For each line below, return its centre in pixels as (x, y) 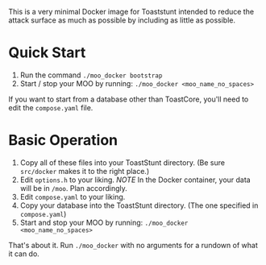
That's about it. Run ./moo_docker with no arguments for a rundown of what (133, 245)
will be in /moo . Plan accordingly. (73, 188)
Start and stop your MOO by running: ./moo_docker (104, 222)
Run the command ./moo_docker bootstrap (91, 75)
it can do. (24, 254)
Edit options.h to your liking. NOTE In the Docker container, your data (135, 180)
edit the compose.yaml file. (51, 107)
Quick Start (47, 53)
